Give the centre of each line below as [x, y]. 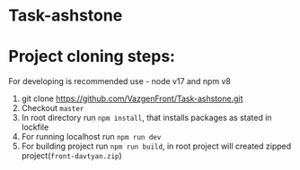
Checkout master [53, 108]
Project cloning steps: [92, 57]
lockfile [35, 127]
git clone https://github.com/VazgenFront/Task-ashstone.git [132, 98]
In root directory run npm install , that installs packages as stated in [146, 118]
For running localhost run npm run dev [91, 137]
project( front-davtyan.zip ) [71, 156]
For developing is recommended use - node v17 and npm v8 [119, 81]
